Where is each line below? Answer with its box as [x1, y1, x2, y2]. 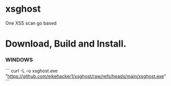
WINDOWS [5, 56, 33, 63]
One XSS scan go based [5, 20, 57, 26]
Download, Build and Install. [5, 38, 126, 50]
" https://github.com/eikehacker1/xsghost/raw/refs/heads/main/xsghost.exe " [5, 73, 166, 79]
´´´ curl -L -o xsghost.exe [5, 68, 58, 74]
